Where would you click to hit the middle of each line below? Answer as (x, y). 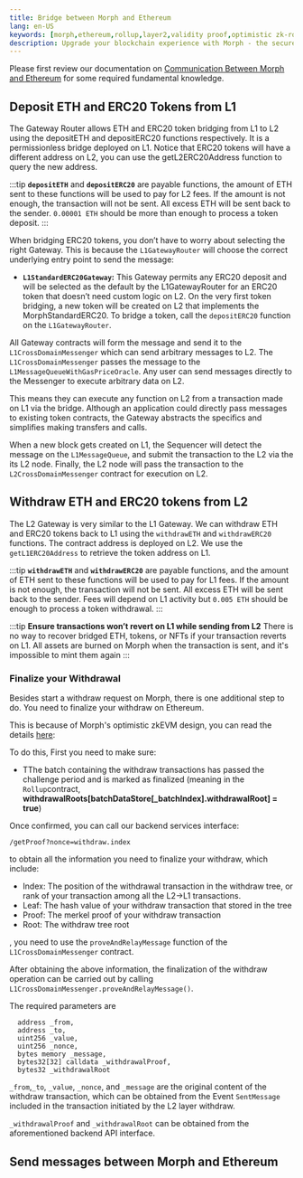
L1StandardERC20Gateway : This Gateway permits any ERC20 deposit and (154, 278)
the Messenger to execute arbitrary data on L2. (97, 382)
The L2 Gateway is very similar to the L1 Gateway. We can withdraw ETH (143, 523)
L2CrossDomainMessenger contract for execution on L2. (109, 474)
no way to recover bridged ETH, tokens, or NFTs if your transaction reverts (148, 636)
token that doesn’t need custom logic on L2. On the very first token (147, 297)
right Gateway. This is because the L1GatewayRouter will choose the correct (149, 250)
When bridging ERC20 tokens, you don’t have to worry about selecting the (147, 240)
